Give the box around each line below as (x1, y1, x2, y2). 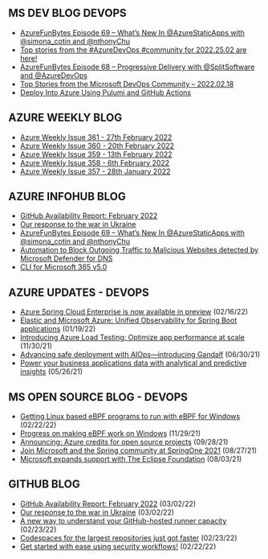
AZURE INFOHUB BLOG (8, 190, 126, 203)
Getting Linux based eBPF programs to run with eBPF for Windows (19, 412, 241, 421)
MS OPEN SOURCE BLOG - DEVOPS (8, 390, 189, 404)
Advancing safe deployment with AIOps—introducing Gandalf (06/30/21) (19, 350, 261, 360)
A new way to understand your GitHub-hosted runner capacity (19, 516, 227, 525)
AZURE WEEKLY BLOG (8, 111, 123, 125)
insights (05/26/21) (19, 367, 83, 376)
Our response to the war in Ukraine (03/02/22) (19, 507, 175, 517)
